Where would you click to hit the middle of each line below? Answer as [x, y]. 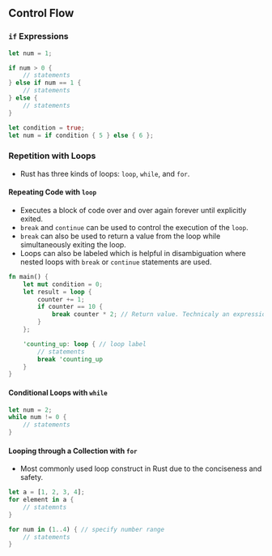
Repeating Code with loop [53, 192]
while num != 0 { [38, 417]
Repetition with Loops [52, 156]
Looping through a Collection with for [73, 451]
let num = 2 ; [30, 410]
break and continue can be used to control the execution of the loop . [134, 227]
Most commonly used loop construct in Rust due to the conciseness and [141, 468]
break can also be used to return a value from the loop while [120, 236]
